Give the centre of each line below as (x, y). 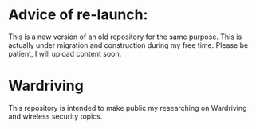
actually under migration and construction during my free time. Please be (128, 45)
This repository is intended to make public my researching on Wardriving (128, 107)
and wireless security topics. (55, 116)
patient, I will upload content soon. (65, 53)
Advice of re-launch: (78, 15)
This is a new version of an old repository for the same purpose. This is (125, 37)
